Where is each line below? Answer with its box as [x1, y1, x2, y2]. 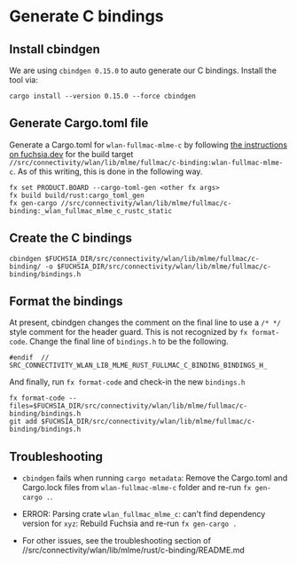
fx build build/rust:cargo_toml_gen [9, 191, 145, 200]
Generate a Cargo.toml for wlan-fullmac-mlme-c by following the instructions [9, 139, 288, 150]
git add [9, 417, 38, 426]
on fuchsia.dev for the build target [9, 148, 134, 159]
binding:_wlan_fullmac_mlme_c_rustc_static [9, 206, 173, 215]
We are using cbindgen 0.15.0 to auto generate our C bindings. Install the [9, 65, 277, 75]
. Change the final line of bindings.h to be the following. [25, 336, 229, 347]
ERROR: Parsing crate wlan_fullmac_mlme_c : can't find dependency [21, 509, 266, 520]
